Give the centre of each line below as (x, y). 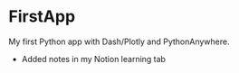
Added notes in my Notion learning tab (94, 59)
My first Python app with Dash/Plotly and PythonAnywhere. (119, 41)
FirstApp (42, 17)
